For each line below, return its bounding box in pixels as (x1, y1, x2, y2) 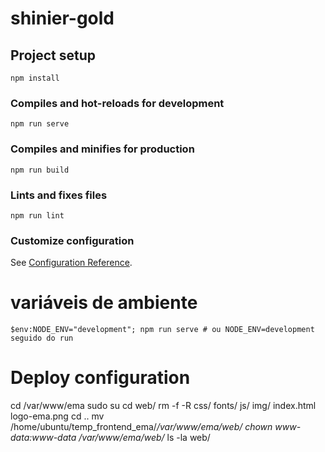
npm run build (10, 165, 70, 175)
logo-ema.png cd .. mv (10, 410, 105, 422)
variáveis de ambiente (10, 292, 198, 314)
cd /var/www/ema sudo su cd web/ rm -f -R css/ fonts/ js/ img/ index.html (10, 400, 317, 412)
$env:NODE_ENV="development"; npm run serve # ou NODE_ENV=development (10, 325, 315, 335)
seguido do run (10, 333, 74, 344)
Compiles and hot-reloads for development (10, 96, 225, 110)
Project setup (10, 47, 97, 64)
